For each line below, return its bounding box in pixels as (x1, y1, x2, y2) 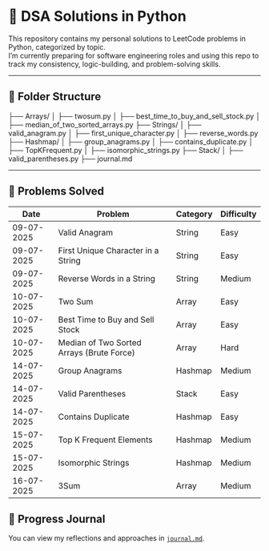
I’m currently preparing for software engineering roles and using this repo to (8, 50, 259, 60)
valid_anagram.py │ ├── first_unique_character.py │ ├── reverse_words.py (8, 128, 259, 138)
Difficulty (219, 208, 257, 219)
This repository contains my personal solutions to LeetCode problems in (8, 34, 247, 43)
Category (175, 208, 213, 219)
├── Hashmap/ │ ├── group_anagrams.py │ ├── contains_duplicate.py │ (8, 136, 254, 147)
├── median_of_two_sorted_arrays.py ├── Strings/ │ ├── (8, 119, 202, 129)
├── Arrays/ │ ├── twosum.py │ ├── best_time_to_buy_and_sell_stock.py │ (8, 111, 261, 121)
